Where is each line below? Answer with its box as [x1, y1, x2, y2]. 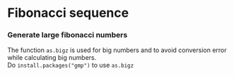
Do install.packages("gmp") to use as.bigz [7, 61, 134, 70]
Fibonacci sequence [7, 5, 129, 21]
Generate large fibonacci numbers [7, 30, 128, 40]
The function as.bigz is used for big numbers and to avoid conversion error [7, 46, 228, 54]
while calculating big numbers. [7, 53, 97, 62]
